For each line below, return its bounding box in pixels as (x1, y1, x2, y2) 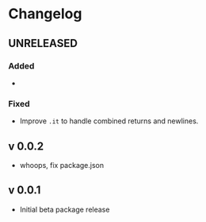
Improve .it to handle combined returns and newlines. (19, 116, 199, 126)
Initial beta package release (19, 204, 110, 214)
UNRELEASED (8, 37, 78, 50)
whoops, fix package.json (19, 160, 105, 169)
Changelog (8, 5, 82, 23)
